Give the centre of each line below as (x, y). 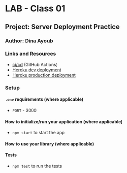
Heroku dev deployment (37, 70)
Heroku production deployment (44, 75)
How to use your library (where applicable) (50, 144)
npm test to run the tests (37, 166)
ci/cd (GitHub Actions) (35, 64)
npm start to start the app (38, 133)
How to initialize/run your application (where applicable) (64, 121)
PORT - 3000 (24, 110)
